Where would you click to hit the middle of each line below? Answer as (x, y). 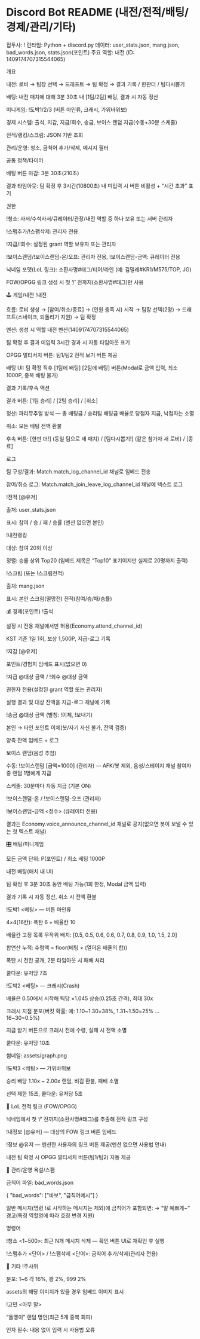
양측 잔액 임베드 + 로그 (33, 740)
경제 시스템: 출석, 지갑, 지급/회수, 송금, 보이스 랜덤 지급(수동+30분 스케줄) (92, 122)
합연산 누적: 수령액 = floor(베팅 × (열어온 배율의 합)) (67, 947)
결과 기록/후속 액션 (28, 388)
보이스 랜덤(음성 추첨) (31, 753)
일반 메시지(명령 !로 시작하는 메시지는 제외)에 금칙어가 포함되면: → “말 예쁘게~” (98, 1207)
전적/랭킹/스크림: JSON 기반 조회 (45, 134)
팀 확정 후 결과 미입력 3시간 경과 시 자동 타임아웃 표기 (68, 342)
